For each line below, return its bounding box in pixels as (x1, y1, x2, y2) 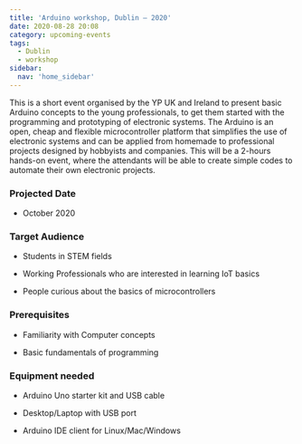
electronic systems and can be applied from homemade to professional (9, 135, 275, 146)
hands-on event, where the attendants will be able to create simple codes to (9, 155, 293, 166)
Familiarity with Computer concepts (22, 329, 156, 340)
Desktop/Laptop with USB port (22, 407, 137, 418)
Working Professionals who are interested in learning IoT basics (22, 268, 260, 279)
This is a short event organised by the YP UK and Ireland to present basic (9, 97, 282, 108)
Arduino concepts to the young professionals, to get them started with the (9, 106, 285, 118)
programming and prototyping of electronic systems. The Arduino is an (9, 116, 274, 127)
